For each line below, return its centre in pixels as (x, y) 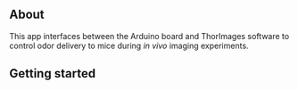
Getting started (53, 74)
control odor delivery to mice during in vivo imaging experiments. (129, 45)
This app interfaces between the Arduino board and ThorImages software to (149, 36)
